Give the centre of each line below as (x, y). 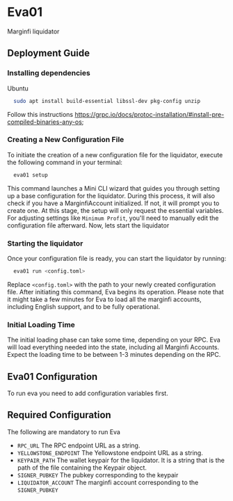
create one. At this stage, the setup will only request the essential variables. (115, 210)
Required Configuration (59, 415)
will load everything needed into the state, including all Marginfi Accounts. (113, 347)
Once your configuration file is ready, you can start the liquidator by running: (117, 258)
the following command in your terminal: (65, 162)
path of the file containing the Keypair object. (82, 468)
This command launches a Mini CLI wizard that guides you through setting (114, 188)
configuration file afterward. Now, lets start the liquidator (88, 225)
